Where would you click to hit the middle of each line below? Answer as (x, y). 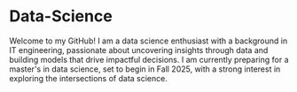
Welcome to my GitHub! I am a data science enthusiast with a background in (148, 41)
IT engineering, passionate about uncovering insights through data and (139, 50)
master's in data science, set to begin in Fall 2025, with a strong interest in (145, 69)
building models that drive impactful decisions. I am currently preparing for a (149, 59)
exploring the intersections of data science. (89, 78)
